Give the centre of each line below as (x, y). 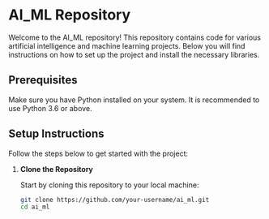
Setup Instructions (56, 134)
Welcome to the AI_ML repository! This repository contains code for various (135, 37)
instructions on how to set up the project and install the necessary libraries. (134, 54)
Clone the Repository (56, 169)
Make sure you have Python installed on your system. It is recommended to (134, 100)
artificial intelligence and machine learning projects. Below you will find (127, 45)
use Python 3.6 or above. (50, 108)
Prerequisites (43, 80)
